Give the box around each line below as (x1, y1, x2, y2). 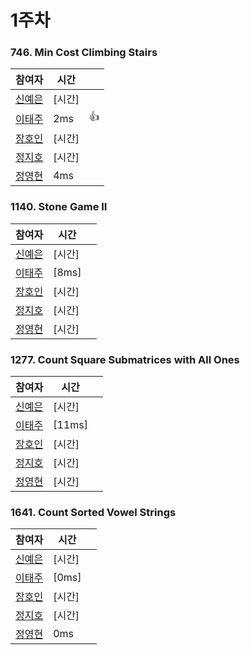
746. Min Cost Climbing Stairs (10, 46, 158, 60)
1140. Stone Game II (10, 200, 108, 214)
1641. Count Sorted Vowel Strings (10, 506, 177, 519)
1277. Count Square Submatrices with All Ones (10, 352, 240, 366)
